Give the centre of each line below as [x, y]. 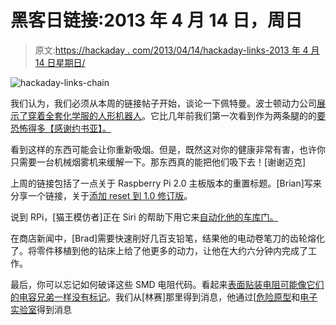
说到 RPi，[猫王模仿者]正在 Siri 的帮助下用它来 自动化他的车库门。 [144, 217]
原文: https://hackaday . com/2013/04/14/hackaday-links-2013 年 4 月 [177, 50]
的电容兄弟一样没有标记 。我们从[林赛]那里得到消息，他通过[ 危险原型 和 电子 [164, 297]
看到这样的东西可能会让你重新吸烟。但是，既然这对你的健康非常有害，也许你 [168, 149]
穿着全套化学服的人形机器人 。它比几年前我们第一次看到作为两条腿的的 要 [176, 115]
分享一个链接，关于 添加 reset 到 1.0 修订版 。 [101, 195]
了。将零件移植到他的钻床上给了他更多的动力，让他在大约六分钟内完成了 [159, 250]
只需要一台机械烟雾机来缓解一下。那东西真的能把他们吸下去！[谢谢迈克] [158, 162]
